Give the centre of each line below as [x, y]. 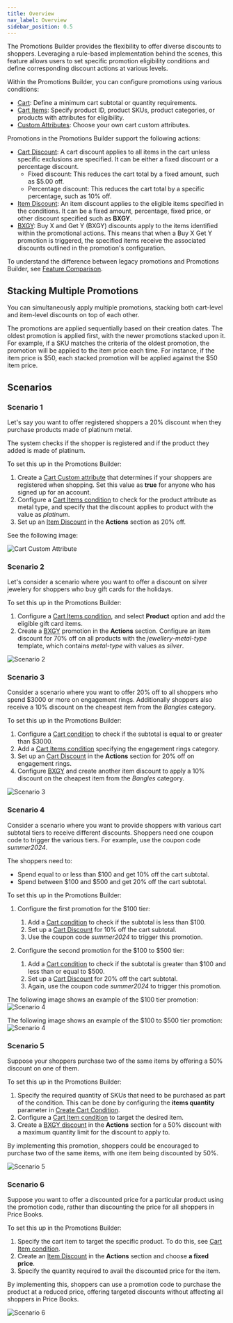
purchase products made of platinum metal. [70, 429]
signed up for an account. [54, 492]
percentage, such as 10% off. [70, 196]
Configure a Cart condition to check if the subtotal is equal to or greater [120, 734]
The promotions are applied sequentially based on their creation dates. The [115, 328]
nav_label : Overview [37, 20]
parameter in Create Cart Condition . [69, 1110]
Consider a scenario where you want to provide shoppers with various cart [114, 825]
